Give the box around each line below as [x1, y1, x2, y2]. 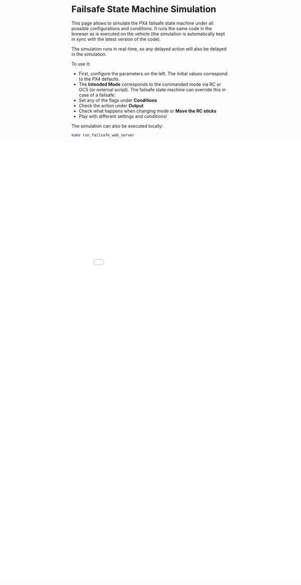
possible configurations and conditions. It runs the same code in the [71, 25, 212, 31]
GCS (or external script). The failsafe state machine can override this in [78, 86, 226, 92]
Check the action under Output [78, 102, 144, 108]
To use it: [71, 61, 91, 67]
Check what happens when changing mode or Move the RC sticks [78, 108, 217, 114]
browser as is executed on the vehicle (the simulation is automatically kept [71, 31, 225, 37]
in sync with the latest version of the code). [71, 36, 161, 42]
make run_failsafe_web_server [71, 132, 135, 137]
